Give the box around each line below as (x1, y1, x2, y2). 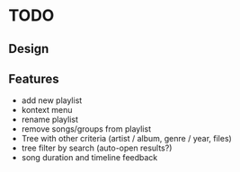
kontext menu (21, 105, 73, 116)
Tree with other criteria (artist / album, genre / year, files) (21, 133, 233, 144)
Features (8, 71, 59, 86)
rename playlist (21, 114, 78, 125)
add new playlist (21, 95, 83, 106)
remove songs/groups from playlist (21, 124, 152, 134)
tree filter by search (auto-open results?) (21, 142, 173, 153)
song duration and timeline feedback (21, 152, 158, 163)
